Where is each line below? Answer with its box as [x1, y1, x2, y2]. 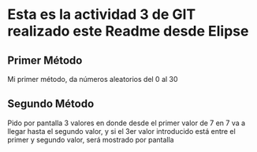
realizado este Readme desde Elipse [7, 22, 249, 40]
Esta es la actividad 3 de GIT [7, 6, 196, 24]
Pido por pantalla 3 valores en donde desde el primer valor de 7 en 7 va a [7, 118, 246, 128]
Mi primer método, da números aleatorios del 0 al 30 [7, 75, 178, 83]
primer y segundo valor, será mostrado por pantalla [7, 135, 174, 144]
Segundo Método [7, 97, 95, 111]
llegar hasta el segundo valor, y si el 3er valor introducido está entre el [7, 126, 236, 135]
